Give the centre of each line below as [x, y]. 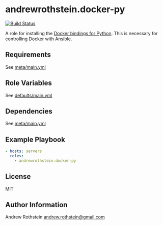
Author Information [36, 205]
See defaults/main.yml [29, 95]
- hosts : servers [24, 151]
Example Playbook [35, 139]
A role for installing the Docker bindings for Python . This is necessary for [81, 33]
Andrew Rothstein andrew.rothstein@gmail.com [55, 217]
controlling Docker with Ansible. [39, 39]
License [18, 177]
